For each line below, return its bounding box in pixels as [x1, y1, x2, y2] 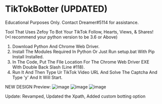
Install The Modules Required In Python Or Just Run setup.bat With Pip [12, 49, 155, 54]
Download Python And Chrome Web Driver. [12, 43, 100, 49]
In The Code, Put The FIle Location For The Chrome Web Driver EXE [12, 59, 150, 65]
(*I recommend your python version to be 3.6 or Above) [5, 34, 118, 40]
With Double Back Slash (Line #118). [12, 64, 85, 70]
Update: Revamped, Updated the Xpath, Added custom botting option [5, 93, 146, 99]
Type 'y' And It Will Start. [12, 74, 63, 80]
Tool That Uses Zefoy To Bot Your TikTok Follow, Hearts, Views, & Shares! [5, 29, 154, 35]
